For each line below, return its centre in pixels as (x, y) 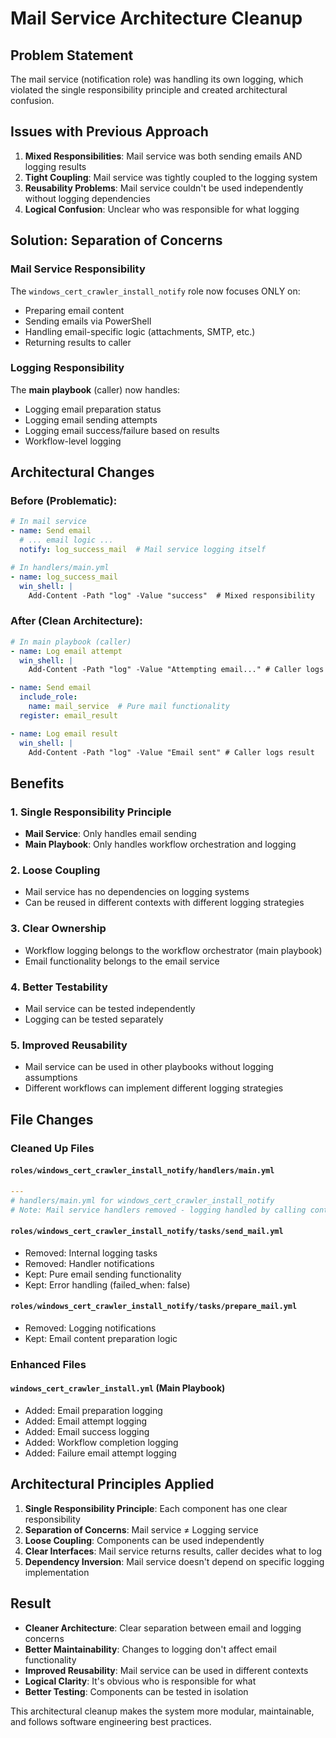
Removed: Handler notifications (89, 1263)
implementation (57, 1572)
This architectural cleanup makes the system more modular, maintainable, (162, 1711)
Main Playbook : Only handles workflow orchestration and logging (160, 844)
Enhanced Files (48, 1364)
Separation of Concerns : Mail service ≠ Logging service (141, 1529)
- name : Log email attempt (66, 651)
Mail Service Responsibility (78, 269)
